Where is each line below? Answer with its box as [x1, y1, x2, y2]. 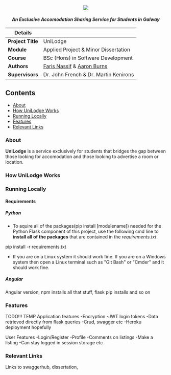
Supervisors [8, 71, 38, 78]
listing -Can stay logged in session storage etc [5, 339, 103, 345]
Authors [8, 63, 29, 70]
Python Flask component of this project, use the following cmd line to [12, 228, 159, 234]
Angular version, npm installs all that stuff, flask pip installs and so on [5, 289, 151, 295]
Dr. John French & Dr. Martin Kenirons [43, 71, 134, 78]
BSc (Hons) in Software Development [43, 54, 133, 61]
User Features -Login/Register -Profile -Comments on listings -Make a [5, 334, 153, 340]
